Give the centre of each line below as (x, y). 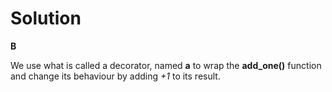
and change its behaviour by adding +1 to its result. (115, 76)
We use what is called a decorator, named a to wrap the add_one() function (166, 65)
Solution (46, 18)
